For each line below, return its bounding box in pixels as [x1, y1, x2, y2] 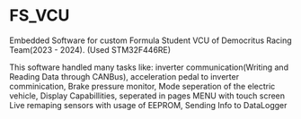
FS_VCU [9, 5, 70, 26]
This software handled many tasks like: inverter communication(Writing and [9, 62, 289, 72]
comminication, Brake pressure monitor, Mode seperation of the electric [9, 81, 276, 91]
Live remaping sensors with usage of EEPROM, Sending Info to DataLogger [9, 99, 288, 110]
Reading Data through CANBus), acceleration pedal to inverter [9, 71, 240, 81]
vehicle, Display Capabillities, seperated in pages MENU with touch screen [9, 90, 286, 101]
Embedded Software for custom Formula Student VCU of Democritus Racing [9, 35, 292, 46]
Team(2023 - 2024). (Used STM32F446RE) [9, 44, 172, 55]
